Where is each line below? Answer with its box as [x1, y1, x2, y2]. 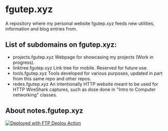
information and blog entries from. [5, 25, 78, 31]
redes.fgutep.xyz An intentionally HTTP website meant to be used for [12, 81, 158, 87]
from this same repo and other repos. [12, 75, 91, 82]
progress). [12, 59, 35, 65]
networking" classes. [12, 91, 58, 97]
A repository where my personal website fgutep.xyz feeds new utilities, [5, 20, 155, 26]
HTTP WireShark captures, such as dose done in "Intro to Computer [12, 86, 156, 92]
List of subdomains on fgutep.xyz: [5, 41, 117, 49]
